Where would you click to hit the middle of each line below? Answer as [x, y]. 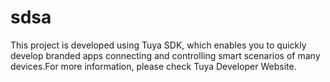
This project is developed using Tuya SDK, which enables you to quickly [158, 45]
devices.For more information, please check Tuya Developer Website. [153, 66]
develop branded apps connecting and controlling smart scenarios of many [165, 55]
